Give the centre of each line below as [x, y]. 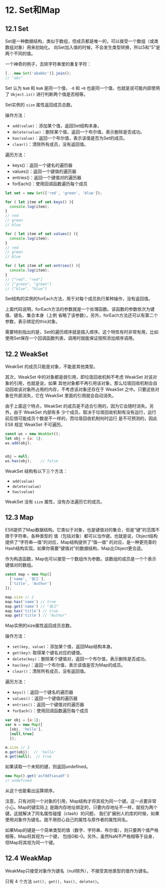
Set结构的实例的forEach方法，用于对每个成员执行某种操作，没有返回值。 [79, 299]
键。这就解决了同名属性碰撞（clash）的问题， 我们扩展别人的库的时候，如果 [82, 813]
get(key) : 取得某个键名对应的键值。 [48, 653]
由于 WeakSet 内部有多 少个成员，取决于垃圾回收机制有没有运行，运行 [85, 412]
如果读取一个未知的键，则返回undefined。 [48, 767]
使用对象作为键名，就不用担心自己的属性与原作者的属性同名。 [68, 820]
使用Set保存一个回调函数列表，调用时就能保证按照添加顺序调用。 [71, 338]
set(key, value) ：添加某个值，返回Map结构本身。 [64, 647]
